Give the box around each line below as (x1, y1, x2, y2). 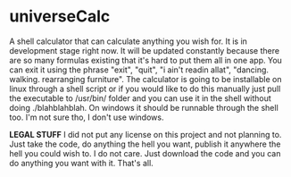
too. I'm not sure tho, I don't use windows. (9, 112, 164, 122)
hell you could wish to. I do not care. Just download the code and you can (9, 147, 281, 158)
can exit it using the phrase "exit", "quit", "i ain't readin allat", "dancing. (9, 64, 270, 75)
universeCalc (9, 6, 111, 27)
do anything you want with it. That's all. (9, 157, 154, 168)
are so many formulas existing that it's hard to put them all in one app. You (9, 55, 283, 65)
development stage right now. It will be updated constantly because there (9, 45, 279, 55)
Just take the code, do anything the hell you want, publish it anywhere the (9, 139, 281, 149)
